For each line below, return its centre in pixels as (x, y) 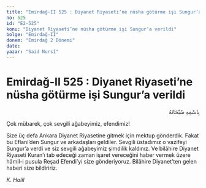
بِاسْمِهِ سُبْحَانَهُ (184, 112)
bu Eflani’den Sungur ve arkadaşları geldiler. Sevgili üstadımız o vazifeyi (97, 142)
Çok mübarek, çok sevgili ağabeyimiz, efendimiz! (68, 123)
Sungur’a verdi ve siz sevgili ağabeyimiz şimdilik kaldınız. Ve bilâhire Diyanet (103, 148)
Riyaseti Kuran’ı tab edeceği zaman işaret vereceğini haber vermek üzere (99, 155)
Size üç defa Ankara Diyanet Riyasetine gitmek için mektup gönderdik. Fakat (103, 136)
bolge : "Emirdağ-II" (33, 35)
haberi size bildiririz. (32, 168)
